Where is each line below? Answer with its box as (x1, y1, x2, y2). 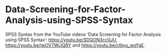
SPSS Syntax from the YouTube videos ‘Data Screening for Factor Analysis (5, 31, 161, 37)
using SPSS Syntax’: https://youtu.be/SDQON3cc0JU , (5, 37, 118, 43)
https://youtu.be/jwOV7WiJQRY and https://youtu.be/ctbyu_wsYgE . (5, 42, 146, 48)
